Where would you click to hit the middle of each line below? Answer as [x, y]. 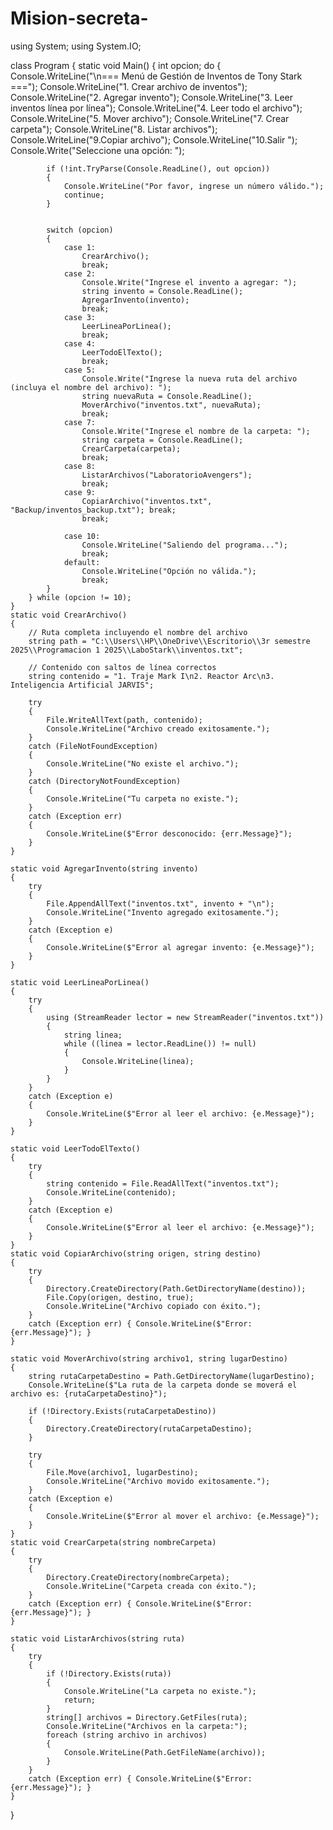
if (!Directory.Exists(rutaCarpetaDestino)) [122, 1411]
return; [80, 1700]
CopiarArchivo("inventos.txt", [147, 501]
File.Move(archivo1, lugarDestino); [122, 1472]
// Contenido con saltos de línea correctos [122, 667]
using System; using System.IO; [76, 46]
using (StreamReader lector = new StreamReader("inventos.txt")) [185, 1017]
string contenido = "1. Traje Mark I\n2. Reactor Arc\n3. [151, 676]
